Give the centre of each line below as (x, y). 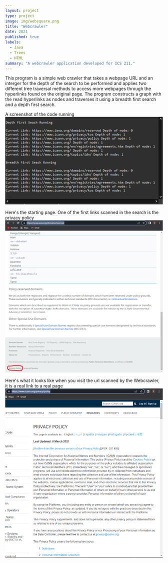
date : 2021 (16, 32)
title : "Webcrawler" (27, 26)
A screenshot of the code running (40, 114)
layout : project (22, 10)
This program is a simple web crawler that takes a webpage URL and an (79, 78)
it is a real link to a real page (34, 385)
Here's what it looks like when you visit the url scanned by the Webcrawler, (82, 380)
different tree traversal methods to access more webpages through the (78, 89)
